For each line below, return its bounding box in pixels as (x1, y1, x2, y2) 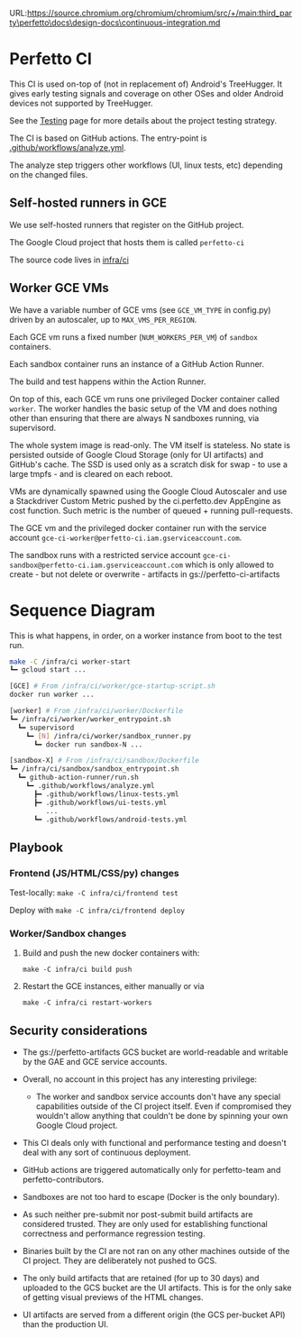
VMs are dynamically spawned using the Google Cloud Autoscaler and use (9, 486, 288, 497)
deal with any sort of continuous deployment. (22, 1147, 191, 1158)
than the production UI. (22, 1319, 109, 1330)
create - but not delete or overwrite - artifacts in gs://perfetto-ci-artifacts (9, 568, 280, 580)
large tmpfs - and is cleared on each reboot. (9, 468, 173, 479)
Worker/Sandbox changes (9, 927, 127, 939)
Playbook (9, 839, 64, 855)
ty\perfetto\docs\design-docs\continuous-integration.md (9, 17, 221, 28)
